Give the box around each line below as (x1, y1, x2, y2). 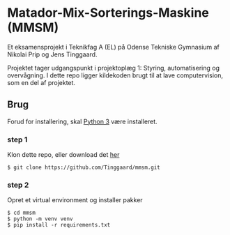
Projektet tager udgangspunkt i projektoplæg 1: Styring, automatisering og (7, 63, 220, 72)
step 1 (7, 135, 28, 144)
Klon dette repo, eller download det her (7, 151, 120, 159)
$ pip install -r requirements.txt (7, 222, 111, 229)
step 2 (7, 180, 29, 190)
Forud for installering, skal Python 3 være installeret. (7, 117, 158, 126)
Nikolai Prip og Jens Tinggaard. (7, 50, 98, 59)
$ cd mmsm (7, 209, 36, 217)
